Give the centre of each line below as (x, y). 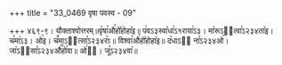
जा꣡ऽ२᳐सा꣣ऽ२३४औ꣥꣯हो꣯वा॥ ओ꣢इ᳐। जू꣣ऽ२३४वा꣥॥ (73, 51)
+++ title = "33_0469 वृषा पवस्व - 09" (73, 13)
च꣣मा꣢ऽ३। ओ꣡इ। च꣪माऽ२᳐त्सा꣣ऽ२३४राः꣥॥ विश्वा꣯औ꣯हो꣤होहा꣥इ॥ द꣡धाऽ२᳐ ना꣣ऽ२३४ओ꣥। (119, 41)
